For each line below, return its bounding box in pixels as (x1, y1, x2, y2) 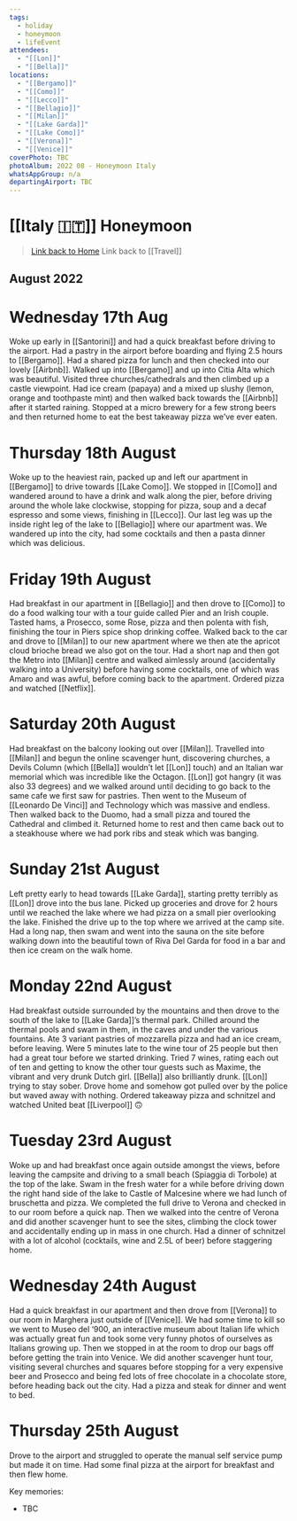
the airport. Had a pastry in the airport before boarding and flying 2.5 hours (9, 346, 283, 356)
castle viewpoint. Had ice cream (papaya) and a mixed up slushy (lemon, (9, 383, 274, 394)
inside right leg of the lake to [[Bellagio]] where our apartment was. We (9, 519, 268, 530)
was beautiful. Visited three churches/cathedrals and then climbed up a (9, 374, 270, 385)
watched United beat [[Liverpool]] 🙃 (9, 1100, 143, 1111)
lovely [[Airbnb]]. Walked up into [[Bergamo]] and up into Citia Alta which (9, 364, 276, 375)
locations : (9, 71, 49, 80)
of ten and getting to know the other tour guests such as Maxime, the (9, 1062, 262, 1072)
